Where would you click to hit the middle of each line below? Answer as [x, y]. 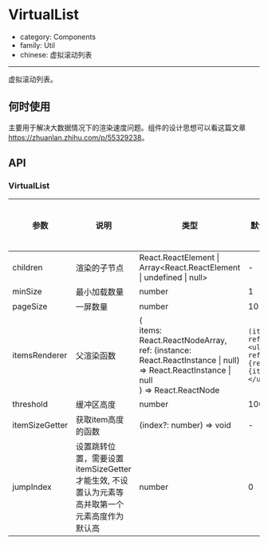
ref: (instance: [165, 350]
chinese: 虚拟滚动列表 [56, 54]
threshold [30, 405]
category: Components [58, 37]
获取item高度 [100, 420]
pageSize [30, 306]
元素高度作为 [100, 516]
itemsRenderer [40, 355]
